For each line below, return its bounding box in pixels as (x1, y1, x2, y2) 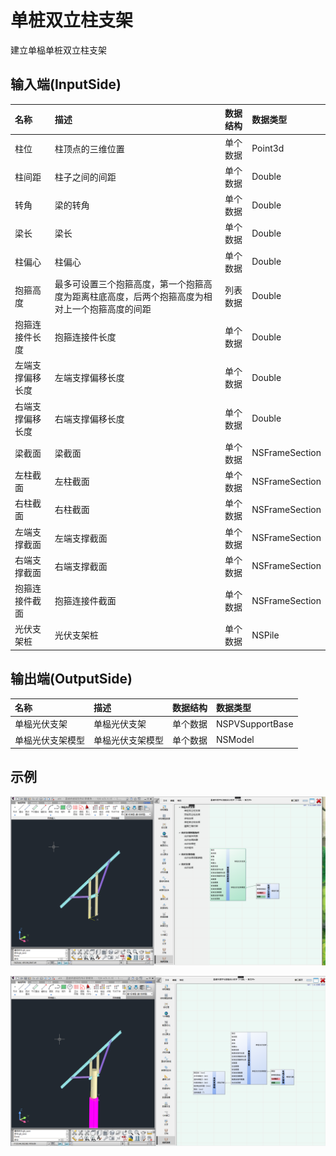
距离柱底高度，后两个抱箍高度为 (71, 290, 204, 302)
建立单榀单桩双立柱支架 (10, 44, 107, 56)
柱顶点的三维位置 (54, 142, 125, 155)
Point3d (251, 142, 285, 154)
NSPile (251, 629, 280, 641)
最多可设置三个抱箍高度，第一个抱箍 (54, 277, 204, 290)
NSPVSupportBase (216, 717, 294, 730)
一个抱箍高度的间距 (71, 302, 152, 315)
